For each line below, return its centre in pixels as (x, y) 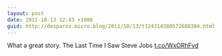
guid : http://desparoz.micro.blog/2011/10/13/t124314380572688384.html (111, 26)
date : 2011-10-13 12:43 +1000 (50, 20)
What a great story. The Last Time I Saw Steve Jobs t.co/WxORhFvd (103, 46)
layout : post (26, 13)
